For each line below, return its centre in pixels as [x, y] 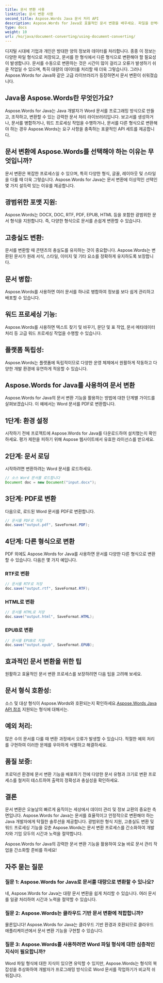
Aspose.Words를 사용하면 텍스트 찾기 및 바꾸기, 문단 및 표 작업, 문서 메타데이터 [80, 327]
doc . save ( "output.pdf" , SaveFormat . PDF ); [48, 525]
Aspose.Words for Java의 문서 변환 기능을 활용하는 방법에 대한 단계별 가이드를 [80, 398]
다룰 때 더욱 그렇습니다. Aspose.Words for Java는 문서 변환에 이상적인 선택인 [84, 179]
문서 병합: [19, 279]
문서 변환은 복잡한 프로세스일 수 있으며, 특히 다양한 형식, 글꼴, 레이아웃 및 [74, 173]
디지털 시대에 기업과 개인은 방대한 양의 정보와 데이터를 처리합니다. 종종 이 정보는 [81, 51]
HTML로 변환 [20, 602]
